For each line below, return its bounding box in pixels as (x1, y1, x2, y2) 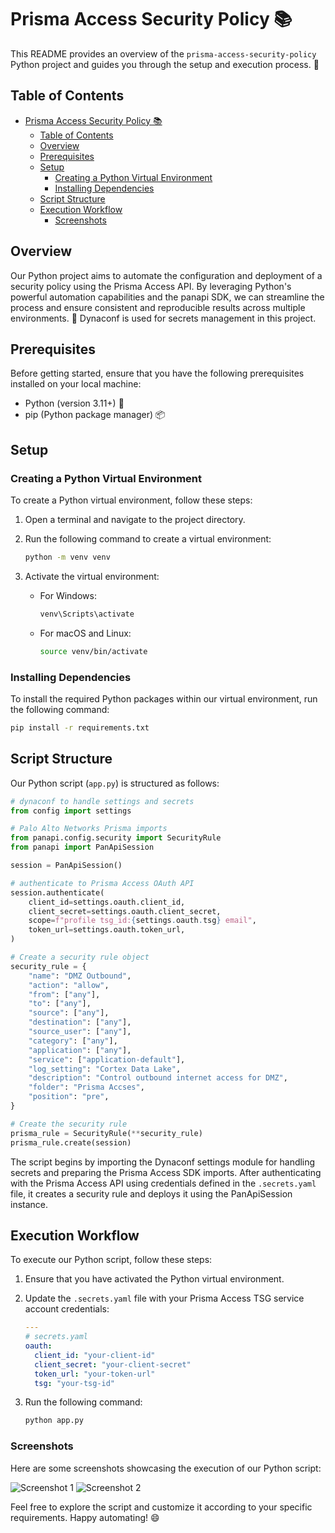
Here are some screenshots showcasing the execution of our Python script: (10, 1462, 322, 1474)
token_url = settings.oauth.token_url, (28, 925, 186, 935)
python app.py (24, 1416, 84, 1426)
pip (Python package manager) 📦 (24, 409, 166, 421)
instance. (10, 1198, 49, 1210)
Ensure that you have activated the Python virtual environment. (24, 1273, 285, 1285)
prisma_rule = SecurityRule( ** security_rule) (10, 1128, 203, 1138)
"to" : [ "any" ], (28, 999, 92, 1009)
